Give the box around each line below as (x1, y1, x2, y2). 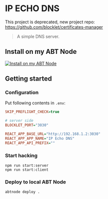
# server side (5, 118, 34, 123)
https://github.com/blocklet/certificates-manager (5, 24, 103, 30)
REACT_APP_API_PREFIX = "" (5, 140, 55, 146)
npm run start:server (5, 163, 49, 168)
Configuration (5, 89, 39, 96)
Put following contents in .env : (5, 100, 66, 106)
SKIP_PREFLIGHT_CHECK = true (5, 110, 60, 115)
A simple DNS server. (16, 33, 60, 39)
